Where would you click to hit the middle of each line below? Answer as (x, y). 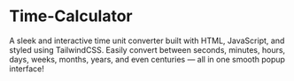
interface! (27, 69)
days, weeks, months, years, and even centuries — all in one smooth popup (147, 59)
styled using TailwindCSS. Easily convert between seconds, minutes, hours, (147, 49)
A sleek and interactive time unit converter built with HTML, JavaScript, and (147, 40)
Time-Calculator (71, 16)
